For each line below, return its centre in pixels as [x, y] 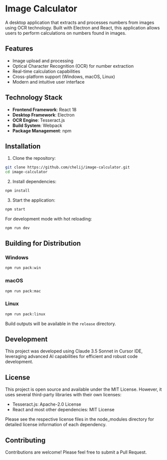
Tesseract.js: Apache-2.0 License [47, 404]
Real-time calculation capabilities [46, 71]
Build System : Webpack [37, 125]
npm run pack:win [23, 268]
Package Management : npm [42, 130]
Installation [23, 146]
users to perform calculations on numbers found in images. [66, 33]
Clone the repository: [34, 158]
